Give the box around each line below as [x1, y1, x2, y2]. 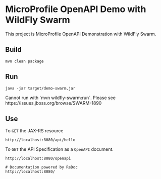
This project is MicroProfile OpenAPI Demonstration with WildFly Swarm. [5, 31, 156, 37]
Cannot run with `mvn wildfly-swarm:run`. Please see [5, 95, 116, 101]
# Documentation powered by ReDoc [5, 165, 78, 170]
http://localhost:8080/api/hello [5, 137, 76, 143]
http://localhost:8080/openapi [5, 156, 71, 161]
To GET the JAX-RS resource [5, 128, 64, 134]
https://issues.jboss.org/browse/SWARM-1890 [5, 100, 102, 106]
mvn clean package [5, 59, 44, 64]
